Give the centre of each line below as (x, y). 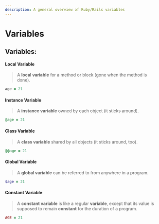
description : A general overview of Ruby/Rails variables (65, 10)
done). (24, 80)
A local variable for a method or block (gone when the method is (82, 75)
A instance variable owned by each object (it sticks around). (78, 111)
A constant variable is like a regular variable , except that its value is (85, 204)
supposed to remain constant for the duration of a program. (77, 208)
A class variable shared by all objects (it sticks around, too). (77, 142)
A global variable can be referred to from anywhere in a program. (83, 173)
